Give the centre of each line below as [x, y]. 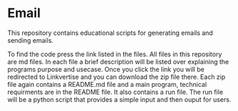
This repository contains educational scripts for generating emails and [110, 33]
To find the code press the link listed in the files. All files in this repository [115, 54]
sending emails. [31, 40]
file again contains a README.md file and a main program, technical [107, 84]
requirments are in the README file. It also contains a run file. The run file [115, 92]
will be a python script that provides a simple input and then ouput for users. [119, 99]
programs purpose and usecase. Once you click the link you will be [106, 69]
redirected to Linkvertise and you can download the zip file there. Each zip [117, 77]
